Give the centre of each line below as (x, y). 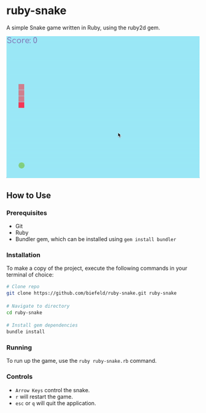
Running (19, 348)
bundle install (26, 332)
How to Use (29, 195)
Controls (20, 377)
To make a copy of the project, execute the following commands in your (97, 268)
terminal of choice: (30, 275)
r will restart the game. (44, 396)
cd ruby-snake (25, 313)
